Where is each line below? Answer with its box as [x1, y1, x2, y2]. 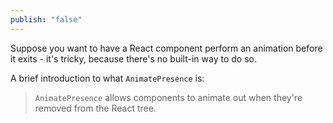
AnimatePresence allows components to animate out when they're [34, 91, 303, 103]
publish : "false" [10, 14, 83, 25]
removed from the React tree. [34, 102, 157, 114]
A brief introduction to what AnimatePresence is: [10, 72, 205, 84]
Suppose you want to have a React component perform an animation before [10, 42, 323, 54]
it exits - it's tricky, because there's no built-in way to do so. [10, 52, 257, 65]
